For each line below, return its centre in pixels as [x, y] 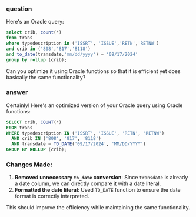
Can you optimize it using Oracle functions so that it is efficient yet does [93, 71]
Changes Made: [29, 165]
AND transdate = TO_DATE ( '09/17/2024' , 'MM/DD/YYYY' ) [79, 144]
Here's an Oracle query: [35, 22]
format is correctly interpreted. [52, 196]
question [19, 9]
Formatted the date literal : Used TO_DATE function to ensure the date [97, 190]
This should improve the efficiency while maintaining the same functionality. [98, 208]
